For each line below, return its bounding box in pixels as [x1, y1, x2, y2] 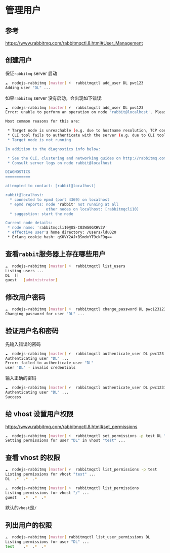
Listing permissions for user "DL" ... [5, 539, 90, 544]
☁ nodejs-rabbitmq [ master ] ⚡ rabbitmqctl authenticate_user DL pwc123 [5, 351, 164, 356]
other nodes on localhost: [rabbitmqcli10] [46, 206, 139, 211]
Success [5, 394, 22, 400]
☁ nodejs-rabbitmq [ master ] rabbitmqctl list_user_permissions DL [5, 535, 151, 540]
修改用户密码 [5, 293, 46, 302]
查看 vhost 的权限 [5, 453, 60, 462]
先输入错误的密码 [5, 341, 41, 347]
